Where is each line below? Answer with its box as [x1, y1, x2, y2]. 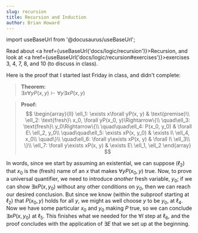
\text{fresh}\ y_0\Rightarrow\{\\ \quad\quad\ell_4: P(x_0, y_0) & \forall [23, 123, 192, 130]
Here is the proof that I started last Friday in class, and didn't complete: [6, 72, 181, 79]
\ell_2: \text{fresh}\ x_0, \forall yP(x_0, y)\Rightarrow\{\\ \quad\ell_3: [24, 116, 190, 124]
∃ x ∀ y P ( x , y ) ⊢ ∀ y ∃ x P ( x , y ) [20, 90, 85, 97]
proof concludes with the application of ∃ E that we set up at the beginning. [6, 220, 190, 227]
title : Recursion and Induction [6, 14, 86, 20]
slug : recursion [6, 8, 47, 15]
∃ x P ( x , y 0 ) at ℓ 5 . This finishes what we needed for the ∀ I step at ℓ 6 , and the [6, 212, 190, 221]
